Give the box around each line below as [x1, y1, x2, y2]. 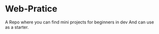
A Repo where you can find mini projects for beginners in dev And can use [5, 19, 154, 25]
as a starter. [5, 24, 29, 30]
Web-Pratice [5, 3, 57, 14]
